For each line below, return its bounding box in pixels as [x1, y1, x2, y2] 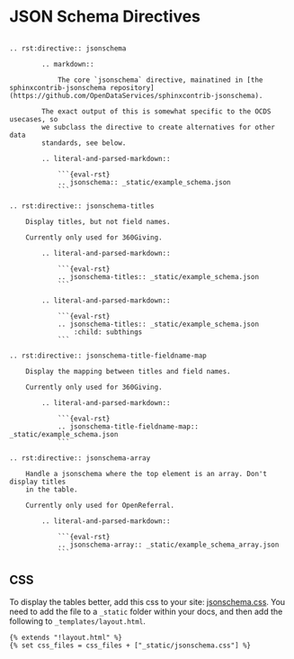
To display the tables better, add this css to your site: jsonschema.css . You [9, 596, 286, 607]
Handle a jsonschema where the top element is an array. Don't [25, 469, 268, 478]
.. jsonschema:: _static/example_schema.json [57, 177, 231, 186]
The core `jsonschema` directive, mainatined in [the [57, 75, 263, 85]
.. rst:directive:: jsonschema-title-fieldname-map [9, 351, 207, 360]
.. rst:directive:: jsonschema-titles [9, 201, 155, 211]
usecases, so [9, 114, 58, 123]
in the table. [25, 484, 78, 494]
